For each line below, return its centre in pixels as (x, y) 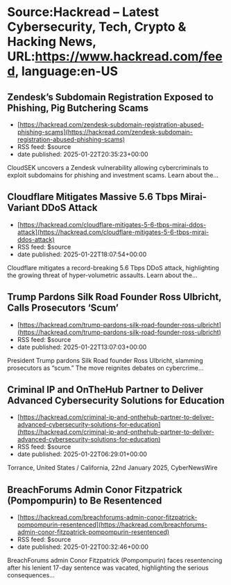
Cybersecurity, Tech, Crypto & (97, 27)
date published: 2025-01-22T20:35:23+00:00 (83, 154)
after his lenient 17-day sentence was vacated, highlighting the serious (108, 568)
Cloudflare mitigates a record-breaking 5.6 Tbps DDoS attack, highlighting (113, 267)
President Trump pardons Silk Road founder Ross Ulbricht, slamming (105, 360)
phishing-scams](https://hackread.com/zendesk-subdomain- (105, 132)
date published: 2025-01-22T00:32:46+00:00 (83, 547)
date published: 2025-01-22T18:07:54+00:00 (82, 254)
